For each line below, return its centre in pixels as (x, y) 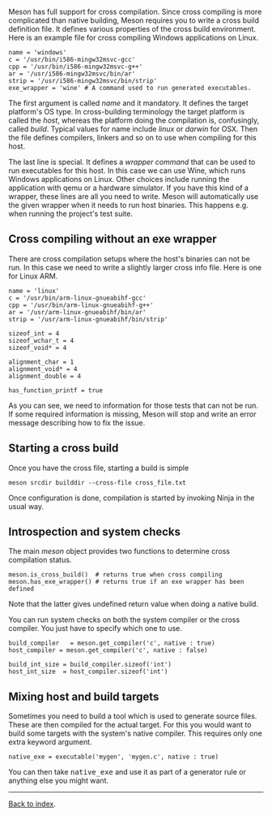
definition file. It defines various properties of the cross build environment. (132, 29)
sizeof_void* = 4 (38, 348)
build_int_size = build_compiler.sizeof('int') (90, 665)
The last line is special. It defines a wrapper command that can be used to (132, 162)
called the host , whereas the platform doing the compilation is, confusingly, (134, 120)
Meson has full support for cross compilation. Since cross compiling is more (135, 12)
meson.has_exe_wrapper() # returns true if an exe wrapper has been (126, 582)
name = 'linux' (34, 291)
